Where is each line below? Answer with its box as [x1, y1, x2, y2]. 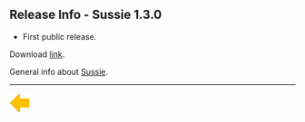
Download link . [9, 49, 65, 60]
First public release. [22, 31, 97, 42]
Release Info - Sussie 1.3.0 [9, 7, 162, 23]
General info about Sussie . [9, 66, 109, 77]
